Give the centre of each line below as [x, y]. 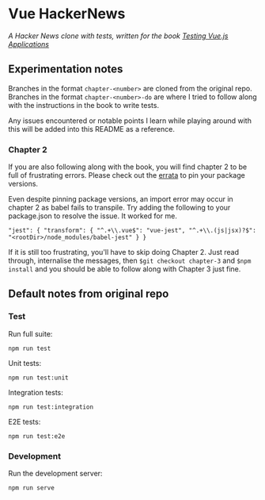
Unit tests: [25, 363]
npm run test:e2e [37, 436]
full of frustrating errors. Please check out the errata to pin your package [127, 175]
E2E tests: [25, 421]
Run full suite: [30, 333]
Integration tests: [36, 392]
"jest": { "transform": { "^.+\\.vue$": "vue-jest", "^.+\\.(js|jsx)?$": [132, 231]
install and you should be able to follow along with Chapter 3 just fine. [125, 269]
